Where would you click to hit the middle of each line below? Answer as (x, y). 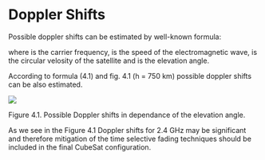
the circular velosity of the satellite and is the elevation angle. (109, 60)
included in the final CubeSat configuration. (80, 147)
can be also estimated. (45, 84)
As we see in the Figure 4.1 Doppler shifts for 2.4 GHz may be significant (127, 130)
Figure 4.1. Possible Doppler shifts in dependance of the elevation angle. (127, 115)
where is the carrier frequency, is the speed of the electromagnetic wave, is (133, 52)
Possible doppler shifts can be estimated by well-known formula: (115, 37)
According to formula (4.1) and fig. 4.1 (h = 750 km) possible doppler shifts (130, 76)
